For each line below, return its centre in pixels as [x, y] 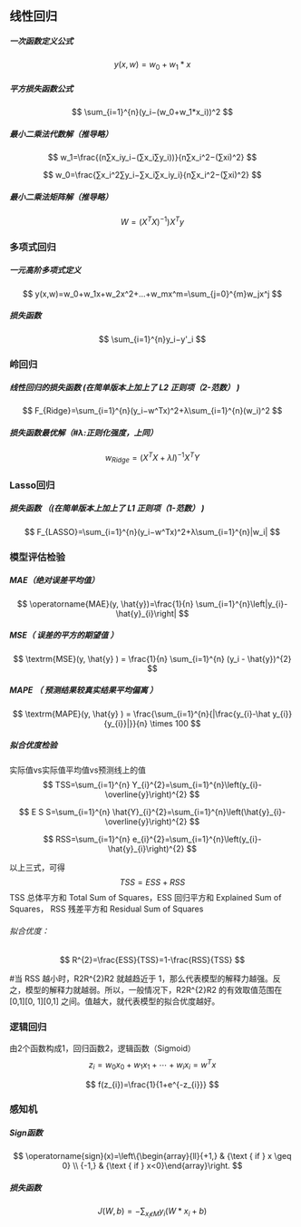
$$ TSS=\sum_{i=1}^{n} [86, 784]
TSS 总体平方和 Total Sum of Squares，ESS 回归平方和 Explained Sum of [146, 897]
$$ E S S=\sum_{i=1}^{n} [64, 812]
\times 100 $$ [175, 723]
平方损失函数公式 [41, 88]
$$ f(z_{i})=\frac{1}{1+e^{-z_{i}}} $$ [152, 1084]
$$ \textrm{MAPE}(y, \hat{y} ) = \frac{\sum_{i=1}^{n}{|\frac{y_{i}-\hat [141, 714]
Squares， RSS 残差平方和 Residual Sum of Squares [107, 909]
